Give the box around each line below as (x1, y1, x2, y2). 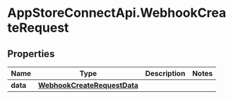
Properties (7, 48, 55, 60)
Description (145, 69, 186, 78)
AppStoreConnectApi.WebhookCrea (7, 5, 227, 21)
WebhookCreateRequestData (37, 81, 139, 90)
